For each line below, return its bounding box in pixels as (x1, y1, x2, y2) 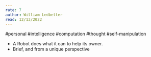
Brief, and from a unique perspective (12, 46, 90, 52)
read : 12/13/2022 (5, 17, 42, 22)
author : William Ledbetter (5, 12, 63, 17)
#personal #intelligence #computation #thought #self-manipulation (5, 31, 146, 37)
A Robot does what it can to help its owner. (12, 41, 103, 47)
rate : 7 (5, 7, 22, 13)
